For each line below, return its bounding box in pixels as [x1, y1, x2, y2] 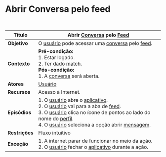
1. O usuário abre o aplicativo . [38, 96, 108, 103]
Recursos [7, 88, 31, 95]
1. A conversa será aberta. [38, 73, 100, 79]
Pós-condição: [38, 66, 75, 73]
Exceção [7, 140, 29, 147]
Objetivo [7, 39, 28, 46]
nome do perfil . [38, 115, 74, 122]
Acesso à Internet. [38, 88, 81, 95]
